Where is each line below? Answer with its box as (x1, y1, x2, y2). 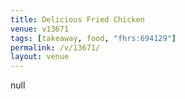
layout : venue (10, 52, 70, 62)
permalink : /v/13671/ (10, 42, 101, 53)
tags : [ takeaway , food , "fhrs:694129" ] (10, 33, 177, 43)
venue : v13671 (10, 24, 70, 34)
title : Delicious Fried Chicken (10, 14, 145, 25)
